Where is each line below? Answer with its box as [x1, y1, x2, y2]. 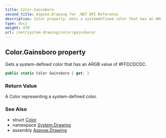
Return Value [5, 82, 37, 89]
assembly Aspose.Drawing [12, 127, 67, 133]
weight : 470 [5, 26, 30, 30]
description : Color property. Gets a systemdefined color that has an [5, 16, 154, 21]
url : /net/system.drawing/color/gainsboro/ [5, 30, 96, 35]
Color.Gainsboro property [5, 48, 86, 56]
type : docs [5, 21, 28, 26]
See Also [5, 106, 27, 112]
